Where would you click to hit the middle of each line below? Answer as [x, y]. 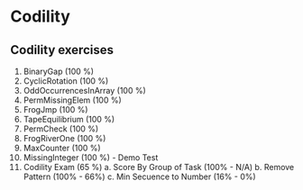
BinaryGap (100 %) [58, 71]
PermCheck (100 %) [61, 129]
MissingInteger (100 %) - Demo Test [91, 158]
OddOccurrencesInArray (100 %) [85, 90]
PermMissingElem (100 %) [73, 100]
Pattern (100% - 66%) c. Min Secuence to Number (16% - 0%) [139, 176]
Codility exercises [62, 50]
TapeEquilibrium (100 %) [69, 119]
